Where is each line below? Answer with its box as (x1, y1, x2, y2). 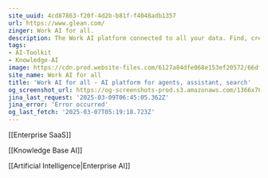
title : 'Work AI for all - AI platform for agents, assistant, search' (8, 78, 251, 86)
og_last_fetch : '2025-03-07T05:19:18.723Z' (8, 109, 156, 117)
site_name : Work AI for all (8, 71, 102, 79)
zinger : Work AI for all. (8, 26, 94, 34)
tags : (8, 42, 26, 49)
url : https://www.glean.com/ (8, 19, 105, 27)
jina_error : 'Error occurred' (8, 101, 109, 109)
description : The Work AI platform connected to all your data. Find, (8, 34, 248, 42)
